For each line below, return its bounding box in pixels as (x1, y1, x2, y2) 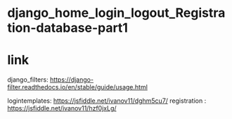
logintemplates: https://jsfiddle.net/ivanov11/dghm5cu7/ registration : (7, 96, 207, 105)
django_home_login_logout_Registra (7, 5, 226, 21)
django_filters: (7, 75, 49, 84)
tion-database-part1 (7, 20, 129, 36)
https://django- (49, 75, 94, 84)
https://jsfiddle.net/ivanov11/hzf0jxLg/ (7, 104, 117, 113)
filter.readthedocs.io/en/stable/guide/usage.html (7, 83, 148, 92)
